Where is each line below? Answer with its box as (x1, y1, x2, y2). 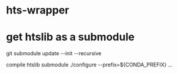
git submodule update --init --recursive (6, 50, 102, 57)
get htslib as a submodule (6, 31, 135, 44)
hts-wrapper (6, 4, 70, 17)
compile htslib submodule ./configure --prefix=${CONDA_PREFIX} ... (6, 61, 173, 68)
